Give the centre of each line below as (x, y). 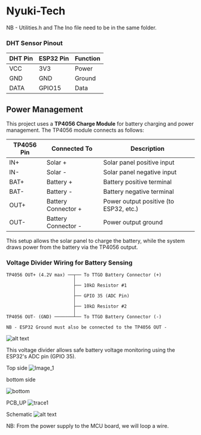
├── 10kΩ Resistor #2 (100, 306)
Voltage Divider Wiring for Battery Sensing (69, 263)
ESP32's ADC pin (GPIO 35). (41, 357)
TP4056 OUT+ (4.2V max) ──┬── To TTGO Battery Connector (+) (84, 275)
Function (87, 59)
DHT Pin (21, 59)
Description (147, 149)
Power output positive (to (139, 202)
